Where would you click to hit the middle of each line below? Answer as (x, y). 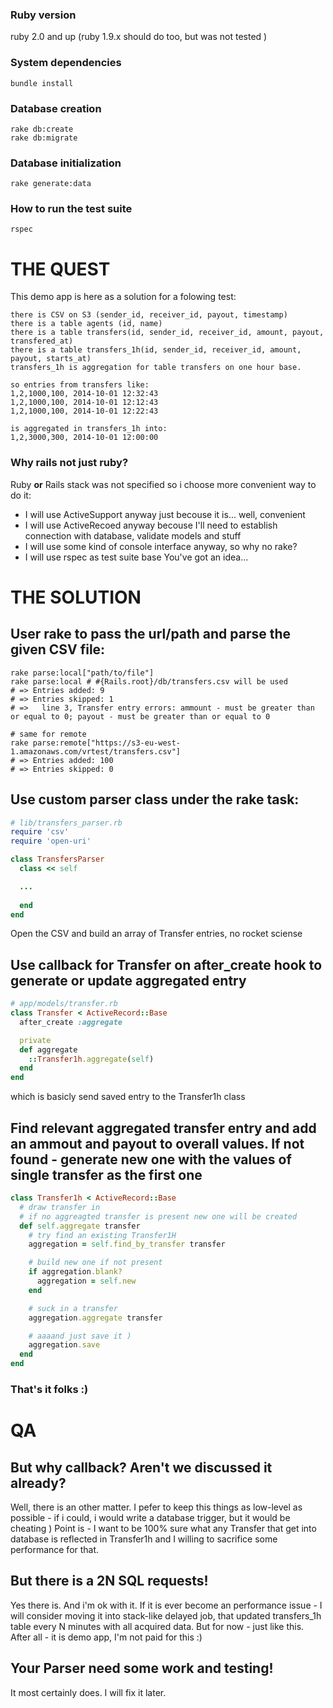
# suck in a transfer (73, 1308)
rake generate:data (51, 184)
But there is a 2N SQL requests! (109, 1581)
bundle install (42, 83)
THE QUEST (60, 269)
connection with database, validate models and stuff (133, 535)
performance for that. (55, 1549)
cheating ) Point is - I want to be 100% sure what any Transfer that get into (163, 1528)
